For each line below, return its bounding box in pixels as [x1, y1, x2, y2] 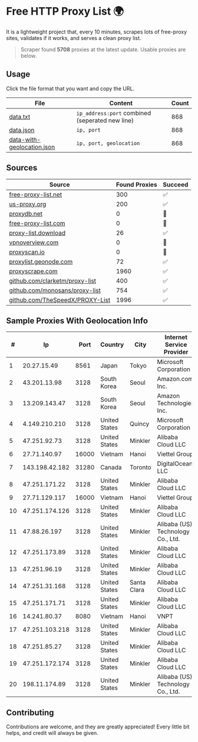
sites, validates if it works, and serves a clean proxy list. [6, 34, 141, 41]
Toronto [129, 464, 151, 472]
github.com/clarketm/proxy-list [9, 277, 96, 285]
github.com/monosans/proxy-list [9, 286, 101, 294]
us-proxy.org [9, 200, 47, 208]
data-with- [9, 135, 41, 143]
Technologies [157, 399, 194, 408]
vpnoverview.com [9, 238, 59, 247]
